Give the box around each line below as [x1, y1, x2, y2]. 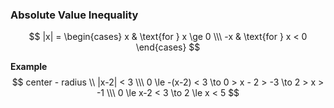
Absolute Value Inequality [10, 8, 139, 22]
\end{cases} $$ [135, 41, 201, 53]
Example [10, 61, 48, 73]
